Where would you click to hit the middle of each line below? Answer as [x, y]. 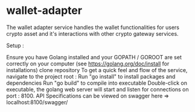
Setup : [15, 45]
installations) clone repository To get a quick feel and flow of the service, [97, 70]
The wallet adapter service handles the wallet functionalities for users [93, 27]
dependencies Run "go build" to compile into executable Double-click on [97, 83]
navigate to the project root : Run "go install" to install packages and [91, 76]
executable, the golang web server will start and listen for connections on [97, 89]
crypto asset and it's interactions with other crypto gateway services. [93, 33]
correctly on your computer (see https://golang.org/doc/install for [88, 64]
